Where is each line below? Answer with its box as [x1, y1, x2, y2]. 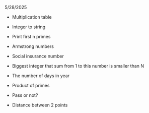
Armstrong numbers [12, 43, 54, 49]
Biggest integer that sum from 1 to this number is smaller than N [12, 63, 144, 69]
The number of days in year [12, 73, 70, 79]
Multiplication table [12, 14, 52, 20]
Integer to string [12, 24, 46, 30]
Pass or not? [12, 92, 38, 98]
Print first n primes [12, 34, 51, 39]
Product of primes [12, 83, 50, 88]
